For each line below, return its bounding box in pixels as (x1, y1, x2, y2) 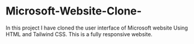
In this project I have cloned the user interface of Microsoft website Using (5, 24, 188, 31)
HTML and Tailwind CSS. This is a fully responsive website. (5, 30, 153, 37)
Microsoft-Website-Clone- (5, 4, 142, 18)
